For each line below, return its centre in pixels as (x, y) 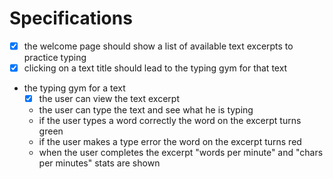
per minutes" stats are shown (99, 163)
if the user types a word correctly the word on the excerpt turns (170, 121)
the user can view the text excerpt (109, 99)
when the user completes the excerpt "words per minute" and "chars (181, 153)
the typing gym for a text (74, 88)
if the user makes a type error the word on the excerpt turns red (170, 142)
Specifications (71, 18)
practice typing (55, 57)
